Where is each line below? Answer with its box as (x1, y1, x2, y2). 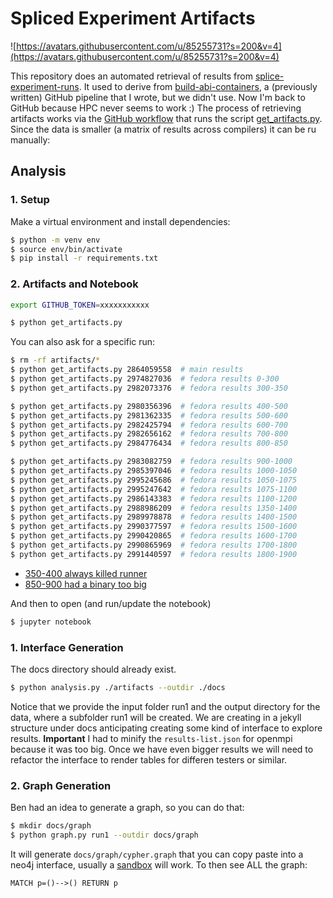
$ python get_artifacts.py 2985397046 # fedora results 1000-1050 (10, 466, 298, 476)
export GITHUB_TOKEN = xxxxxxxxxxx (10, 300, 150, 310)
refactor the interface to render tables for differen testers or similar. (10, 753, 288, 766)
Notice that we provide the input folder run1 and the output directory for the (10, 700, 321, 712)
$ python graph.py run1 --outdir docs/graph (10, 830, 199, 841)
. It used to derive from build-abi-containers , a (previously (78, 80, 318, 92)
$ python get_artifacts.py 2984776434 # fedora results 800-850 (10, 438, 288, 449)
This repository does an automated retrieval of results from (10, 70, 253, 82)
